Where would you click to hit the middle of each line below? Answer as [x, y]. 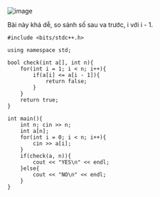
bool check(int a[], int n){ [50, 63]
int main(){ [25, 119]
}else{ [30, 169]
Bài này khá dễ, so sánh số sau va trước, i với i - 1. [80, 25]
